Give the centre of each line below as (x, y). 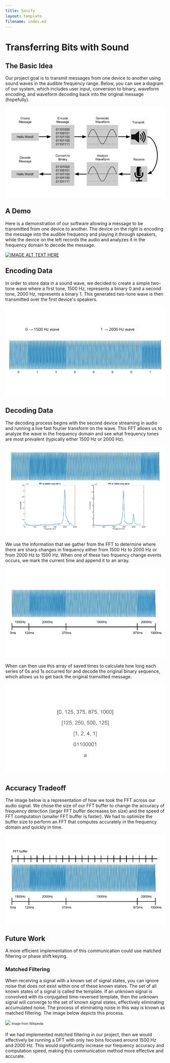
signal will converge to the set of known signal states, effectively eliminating (85, 1002)
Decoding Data (29, 411)
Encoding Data (29, 271)
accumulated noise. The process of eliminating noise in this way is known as (85, 1007)
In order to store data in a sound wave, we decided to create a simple (78, 283)
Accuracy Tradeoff (36, 788)
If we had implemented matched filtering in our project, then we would (79, 1035)
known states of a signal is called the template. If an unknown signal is (79, 991)
